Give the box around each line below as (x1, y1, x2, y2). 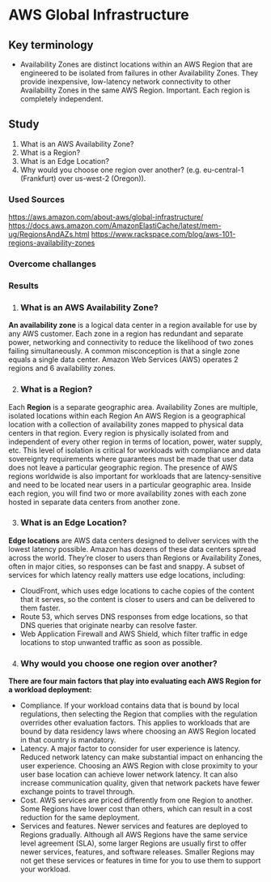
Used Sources (8, 193, 65, 204)
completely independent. (19, 94, 104, 103)
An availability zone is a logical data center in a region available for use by (8, 321, 257, 330)
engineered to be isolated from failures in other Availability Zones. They (19, 68, 259, 78)
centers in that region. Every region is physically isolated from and (8, 428, 229, 437)
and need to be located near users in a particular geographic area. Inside (8, 480, 252, 489)
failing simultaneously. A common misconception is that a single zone (8, 346, 240, 356)
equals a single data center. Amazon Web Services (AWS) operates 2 (8, 355, 239, 364)
